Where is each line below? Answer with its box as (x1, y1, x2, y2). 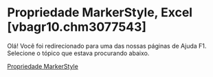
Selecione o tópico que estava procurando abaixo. (7, 49, 150, 57)
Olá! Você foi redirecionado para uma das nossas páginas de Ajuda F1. (7, 42, 207, 50)
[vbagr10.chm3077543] (7, 19, 146, 35)
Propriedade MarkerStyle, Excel (7, 5, 193, 20)
